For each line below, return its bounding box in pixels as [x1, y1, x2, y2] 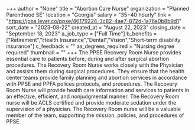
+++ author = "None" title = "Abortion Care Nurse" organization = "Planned [6, 5, 190, 12]
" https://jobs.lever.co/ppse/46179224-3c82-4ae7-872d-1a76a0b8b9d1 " [6, 18, 182, 24]
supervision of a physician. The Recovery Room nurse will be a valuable [6, 106, 181, 112]
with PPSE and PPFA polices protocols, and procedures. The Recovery [6, 80, 178, 87]
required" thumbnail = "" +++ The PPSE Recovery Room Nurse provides [6, 49, 181, 56]
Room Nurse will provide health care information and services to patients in [6, 87, 190, 93]
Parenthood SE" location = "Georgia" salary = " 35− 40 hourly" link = [6, 11, 171, 18]
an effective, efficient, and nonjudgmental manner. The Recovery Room [6, 93, 180, 100]
